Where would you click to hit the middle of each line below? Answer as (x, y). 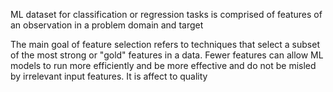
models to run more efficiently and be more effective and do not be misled (163, 65)
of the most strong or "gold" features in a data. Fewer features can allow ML (167, 55)
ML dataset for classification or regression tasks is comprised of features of (166, 14)
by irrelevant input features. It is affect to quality (109, 76)
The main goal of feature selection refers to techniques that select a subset (165, 44)
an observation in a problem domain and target (107, 25)
